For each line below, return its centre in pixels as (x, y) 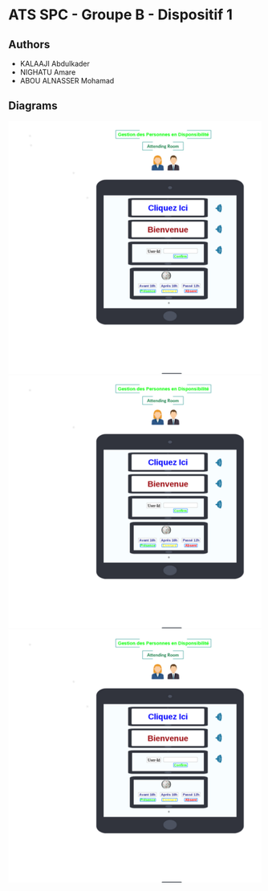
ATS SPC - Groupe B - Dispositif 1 (120, 15)
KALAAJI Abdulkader (55, 63)
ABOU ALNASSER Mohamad (67, 81)
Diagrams (33, 106)
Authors (29, 45)
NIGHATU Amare (48, 72)
